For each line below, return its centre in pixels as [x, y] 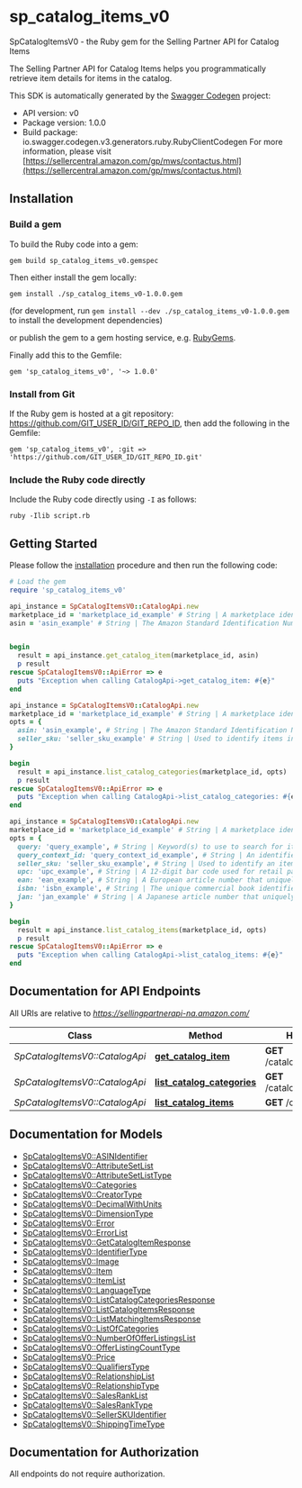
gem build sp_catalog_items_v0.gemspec [84, 260]
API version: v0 [50, 113]
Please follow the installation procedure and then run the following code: [143, 566]
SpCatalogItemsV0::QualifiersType [86, 1366]
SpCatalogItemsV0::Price [69, 1356]
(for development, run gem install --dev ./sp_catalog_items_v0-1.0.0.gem [149, 310]
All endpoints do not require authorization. [87, 1474]
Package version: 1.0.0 [64, 122]
